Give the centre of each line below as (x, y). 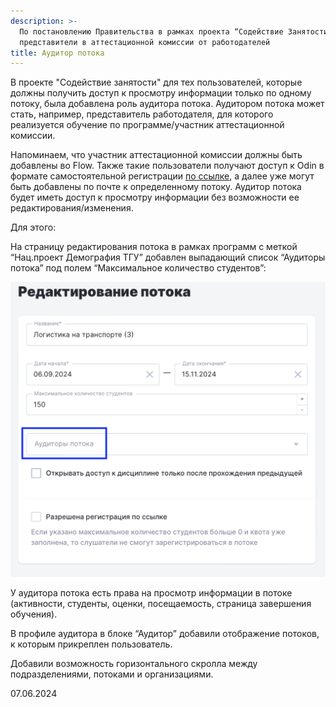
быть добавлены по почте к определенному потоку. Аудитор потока (156, 187)
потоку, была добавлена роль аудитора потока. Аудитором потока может (167, 104)
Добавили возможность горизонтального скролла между (134, 664)
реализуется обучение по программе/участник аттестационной (147, 125)
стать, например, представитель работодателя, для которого (142, 114)
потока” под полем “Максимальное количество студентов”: (138, 268)
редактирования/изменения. (72, 208)
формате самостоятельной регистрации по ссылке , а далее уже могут (162, 176)
